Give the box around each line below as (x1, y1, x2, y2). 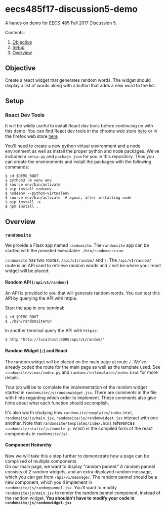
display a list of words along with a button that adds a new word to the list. (5, 82, 157, 88)
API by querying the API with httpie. (5, 295, 78, 301)
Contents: (5, 29, 25, 35)
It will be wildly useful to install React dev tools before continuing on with (5, 123, 153, 129)
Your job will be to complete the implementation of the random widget (5, 384, 147, 390)
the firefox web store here (5, 133, 58, 139)
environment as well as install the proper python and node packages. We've (5, 148, 160, 154)
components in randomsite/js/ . (5, 430, 69, 437)
